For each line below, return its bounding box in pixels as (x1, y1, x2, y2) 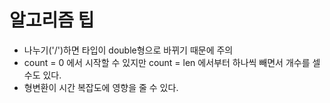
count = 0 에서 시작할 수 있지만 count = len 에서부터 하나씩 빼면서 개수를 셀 (23, 56, 321, 68)
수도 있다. (23, 69, 62, 81)
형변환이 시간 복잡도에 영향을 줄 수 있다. (23, 81, 179, 93)
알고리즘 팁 (9, 9, 95, 32)
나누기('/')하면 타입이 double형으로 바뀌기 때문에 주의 (23, 44, 234, 56)
